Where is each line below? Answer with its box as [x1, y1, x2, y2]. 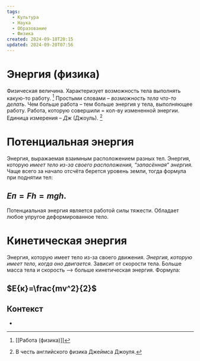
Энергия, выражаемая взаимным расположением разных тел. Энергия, [7, 155, 191, 162]
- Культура [12, 14, 39, 20]
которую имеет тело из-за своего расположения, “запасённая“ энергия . [7, 161, 193, 168]
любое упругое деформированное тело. [7, 213, 109, 220]
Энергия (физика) [7, 68, 100, 81]
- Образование [12, 25, 47, 32]
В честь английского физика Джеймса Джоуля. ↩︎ [15, 349, 142, 356]
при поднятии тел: [7, 174, 53, 181]
